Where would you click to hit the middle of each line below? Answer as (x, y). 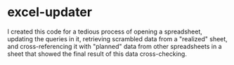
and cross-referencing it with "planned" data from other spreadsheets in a (115, 46)
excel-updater (50, 12)
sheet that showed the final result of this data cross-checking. (97, 54)
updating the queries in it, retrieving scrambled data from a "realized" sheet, (118, 38)
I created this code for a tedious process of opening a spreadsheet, (105, 31)
